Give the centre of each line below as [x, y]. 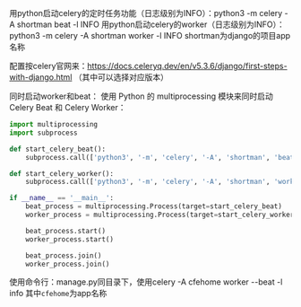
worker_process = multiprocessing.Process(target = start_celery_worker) [162, 215]
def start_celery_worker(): [62, 173]
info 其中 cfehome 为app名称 [58, 294]
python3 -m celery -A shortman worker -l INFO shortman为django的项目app [150, 35]
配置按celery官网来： [48, 66]
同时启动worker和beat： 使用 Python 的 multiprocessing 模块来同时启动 [141, 96]
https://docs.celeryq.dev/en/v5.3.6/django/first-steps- [188, 66]
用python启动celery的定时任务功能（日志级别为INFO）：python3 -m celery [146, 13]
